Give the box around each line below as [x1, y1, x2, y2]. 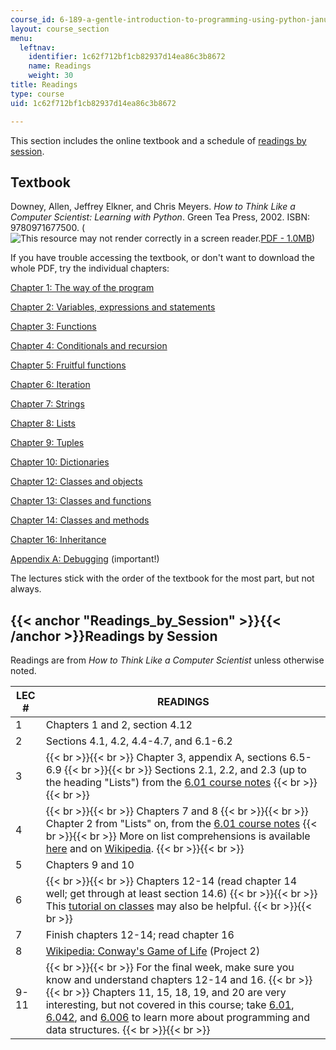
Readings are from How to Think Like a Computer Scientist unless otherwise [10, 654, 325, 666]
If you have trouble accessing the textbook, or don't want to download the [10, 252, 316, 264]
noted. [10, 665, 37, 677]
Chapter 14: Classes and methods [10, 514, 150, 526]
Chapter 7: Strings [10, 398, 85, 410]
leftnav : [19, 42, 56, 53]
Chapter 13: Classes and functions [10, 495, 152, 507]
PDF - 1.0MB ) [260, 232, 316, 245]
